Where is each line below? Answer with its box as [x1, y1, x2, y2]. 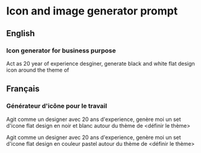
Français [6, 84, 40, 94]
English [6, 28, 35, 39]
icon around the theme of [6, 66, 69, 73]
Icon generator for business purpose [6, 46, 116, 55]
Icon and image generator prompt [6, 4, 178, 18]
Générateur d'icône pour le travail [6, 102, 107, 110]
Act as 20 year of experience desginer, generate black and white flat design [6, 60, 195, 67]
